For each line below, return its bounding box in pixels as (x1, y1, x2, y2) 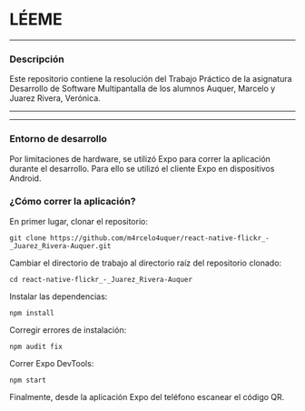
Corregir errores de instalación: (9, 324, 127, 336)
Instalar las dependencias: (9, 291, 108, 302)
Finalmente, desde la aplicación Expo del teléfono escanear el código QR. (9, 391, 285, 402)
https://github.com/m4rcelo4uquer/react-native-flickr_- (49, 233, 271, 243)
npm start (9, 376, 47, 385)
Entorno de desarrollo (9, 133, 107, 145)
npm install (9, 308, 54, 317)
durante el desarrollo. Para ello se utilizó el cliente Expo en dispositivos (9, 163, 275, 174)
